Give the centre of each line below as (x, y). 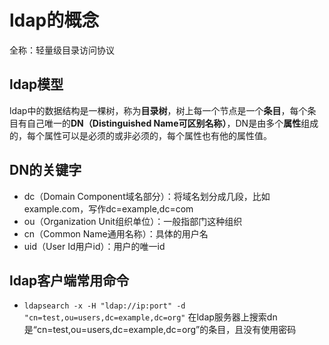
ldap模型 (36, 84)
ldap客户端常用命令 (69, 280)
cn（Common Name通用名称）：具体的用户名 (116, 233)
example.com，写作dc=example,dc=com (108, 208)
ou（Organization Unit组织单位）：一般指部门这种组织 (133, 221)
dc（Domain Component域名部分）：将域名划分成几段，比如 (147, 196)
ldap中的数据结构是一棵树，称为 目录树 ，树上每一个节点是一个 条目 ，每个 (158, 110)
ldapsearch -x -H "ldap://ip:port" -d (104, 306)
